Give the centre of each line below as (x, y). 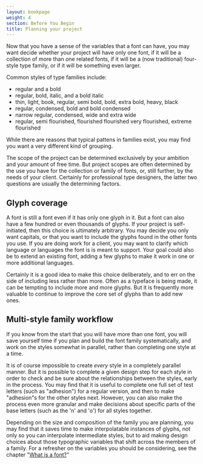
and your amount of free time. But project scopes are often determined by (98, 164)
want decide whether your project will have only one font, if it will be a (94, 53)
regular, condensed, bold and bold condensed (73, 109)
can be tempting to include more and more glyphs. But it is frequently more (100, 288)
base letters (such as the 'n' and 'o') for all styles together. (79, 410)
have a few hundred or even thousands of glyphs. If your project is (89, 224)
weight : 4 (19, 18)
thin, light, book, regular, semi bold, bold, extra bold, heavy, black (97, 102)
